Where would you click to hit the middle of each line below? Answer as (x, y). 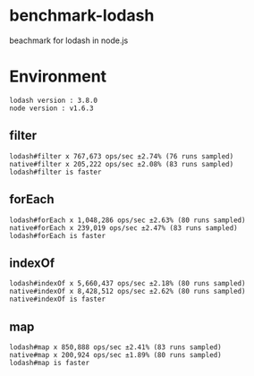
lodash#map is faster (50, 363)
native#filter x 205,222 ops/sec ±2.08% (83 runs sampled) (122, 164)
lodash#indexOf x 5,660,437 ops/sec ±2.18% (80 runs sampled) (127, 284)
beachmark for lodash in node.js (69, 40)
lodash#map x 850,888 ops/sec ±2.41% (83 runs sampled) (115, 347)
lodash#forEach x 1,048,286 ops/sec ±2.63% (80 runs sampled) (127, 220)
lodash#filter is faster (55, 172)
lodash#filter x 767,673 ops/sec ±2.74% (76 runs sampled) (122, 156)
